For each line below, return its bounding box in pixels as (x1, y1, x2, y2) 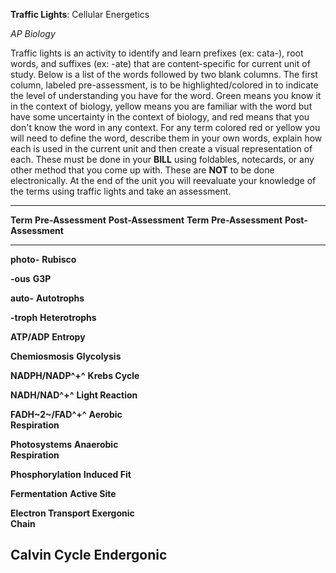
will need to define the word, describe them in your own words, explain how (10, 132, 323, 144)
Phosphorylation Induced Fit (10, 469, 132, 480)
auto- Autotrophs (10, 292, 85, 304)
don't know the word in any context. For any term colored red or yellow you (10, 122, 321, 133)
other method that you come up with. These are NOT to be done (10, 164, 275, 176)
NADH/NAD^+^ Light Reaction (10, 389, 138, 401)
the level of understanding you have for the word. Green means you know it (10, 90, 322, 101)
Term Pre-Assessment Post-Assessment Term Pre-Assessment (10, 214, 283, 226)
